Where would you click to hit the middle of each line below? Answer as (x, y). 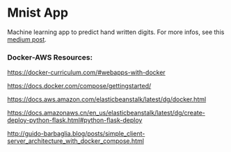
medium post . (27, 39)
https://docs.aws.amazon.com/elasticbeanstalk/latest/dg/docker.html (107, 99)
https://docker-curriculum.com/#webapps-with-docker (86, 73)
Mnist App (38, 13)
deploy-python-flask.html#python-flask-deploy (75, 120)
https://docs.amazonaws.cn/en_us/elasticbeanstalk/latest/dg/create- (106, 113)
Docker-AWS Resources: (50, 57)
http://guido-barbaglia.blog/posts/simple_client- (76, 134)
